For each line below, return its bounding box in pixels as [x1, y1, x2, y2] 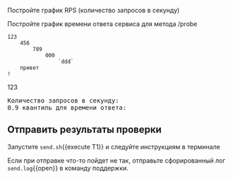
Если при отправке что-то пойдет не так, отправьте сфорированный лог [7, 156, 226, 165]
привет [20, 64, 40, 71]
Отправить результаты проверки [7, 124, 162, 136]
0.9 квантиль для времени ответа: [7, 104, 127, 112]
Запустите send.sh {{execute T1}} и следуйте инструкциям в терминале [7, 142, 220, 151]
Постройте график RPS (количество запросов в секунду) [7, 6, 180, 14]
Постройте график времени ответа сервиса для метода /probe [7, 20, 198, 28]
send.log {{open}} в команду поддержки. [7, 163, 129, 172]
